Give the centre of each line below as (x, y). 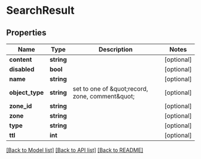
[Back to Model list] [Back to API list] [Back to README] (75, 150)
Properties (26, 33)
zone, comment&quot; (103, 96)
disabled (22, 69)
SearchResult (40, 10)
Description (115, 49)
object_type (27, 92)
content (21, 59)
